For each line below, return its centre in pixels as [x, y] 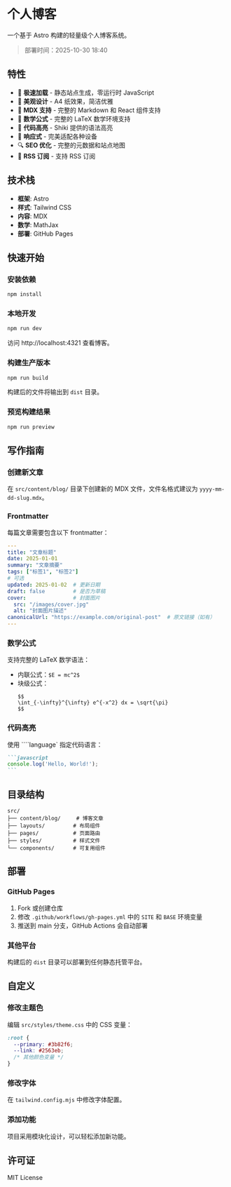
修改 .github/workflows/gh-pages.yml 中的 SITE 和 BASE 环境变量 [110, 916]
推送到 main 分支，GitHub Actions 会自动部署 [83, 925]
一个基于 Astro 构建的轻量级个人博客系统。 [69, 35]
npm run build [28, 378]
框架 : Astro [33, 198]
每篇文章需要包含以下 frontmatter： [58, 532]
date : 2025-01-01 [33, 559]
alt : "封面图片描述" [40, 611]
